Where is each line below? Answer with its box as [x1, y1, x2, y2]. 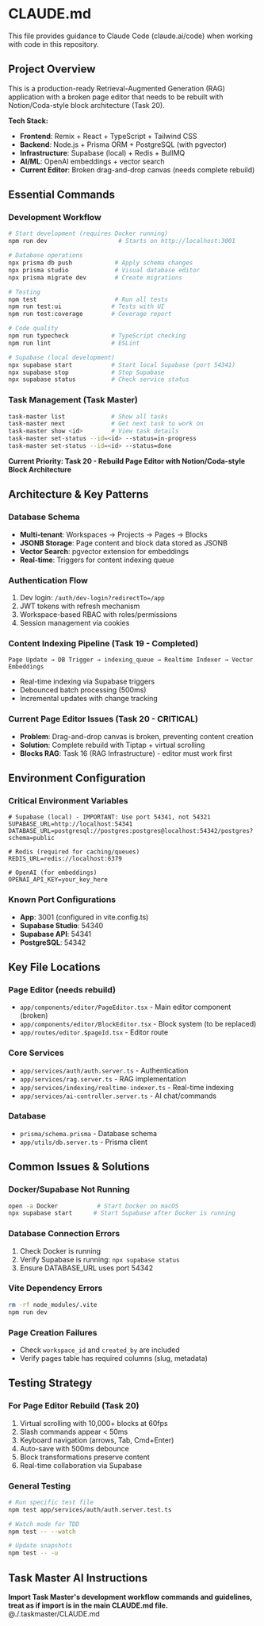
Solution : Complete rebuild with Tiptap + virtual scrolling [19, 740, 205, 749]
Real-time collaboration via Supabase [19, 1460, 143, 1470]
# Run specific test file [8, 1498, 94, 1506]
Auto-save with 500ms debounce [19, 1443, 129, 1453]
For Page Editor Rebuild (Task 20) [8, 1401, 140, 1412]
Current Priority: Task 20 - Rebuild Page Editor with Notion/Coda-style [8, 456, 246, 465]
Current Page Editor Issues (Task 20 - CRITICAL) [8, 714, 198, 725]
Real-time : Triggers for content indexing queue [19, 555, 174, 564]
